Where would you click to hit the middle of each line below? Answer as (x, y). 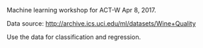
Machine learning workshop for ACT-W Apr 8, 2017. (81, 10)
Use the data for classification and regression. (74, 37)
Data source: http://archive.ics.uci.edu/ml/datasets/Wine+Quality (101, 23)
